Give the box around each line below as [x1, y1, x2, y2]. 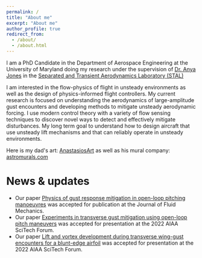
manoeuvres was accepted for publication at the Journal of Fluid [14, 201, 176, 208]
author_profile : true [6, 25, 61, 32]
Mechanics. [14, 207, 44, 214]
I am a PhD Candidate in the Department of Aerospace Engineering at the [6, 59, 188, 66]
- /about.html [11, 43, 47, 49]
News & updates [6, 175, 90, 188]
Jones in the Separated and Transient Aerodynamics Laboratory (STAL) [6, 72, 184, 79]
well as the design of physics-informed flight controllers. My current [6, 90, 176, 97]
